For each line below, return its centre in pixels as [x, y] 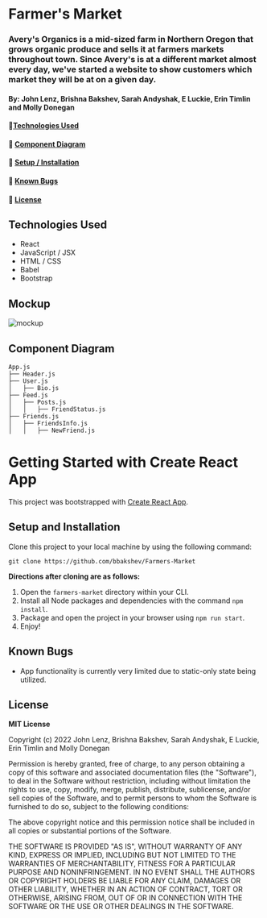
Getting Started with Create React [123, 462]
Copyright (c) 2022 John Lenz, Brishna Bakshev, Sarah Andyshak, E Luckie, [134, 740]
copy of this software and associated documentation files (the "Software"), [133, 773]
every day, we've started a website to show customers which [130, 69]
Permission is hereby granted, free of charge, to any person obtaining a [127, 764]
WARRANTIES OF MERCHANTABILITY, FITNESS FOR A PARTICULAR [122, 864]
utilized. [33, 679]
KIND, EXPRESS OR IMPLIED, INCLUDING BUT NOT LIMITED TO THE [122, 855]
